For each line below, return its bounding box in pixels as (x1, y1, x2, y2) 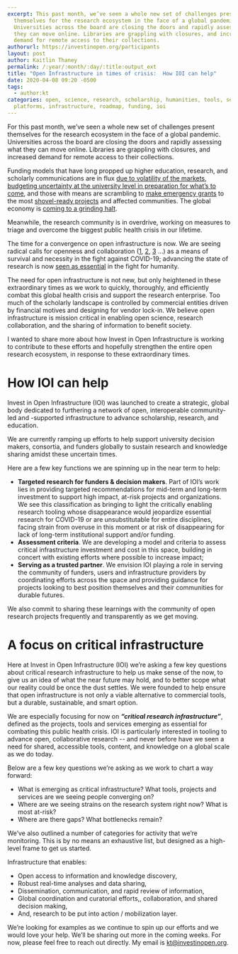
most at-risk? (17, 808, 57, 816)
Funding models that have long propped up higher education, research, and (7, 166, 228, 175)
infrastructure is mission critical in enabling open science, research (7, 313, 203, 322)
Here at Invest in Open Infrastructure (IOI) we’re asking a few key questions (7, 660, 227, 669)
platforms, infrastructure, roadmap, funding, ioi (13, 103, 166, 110)
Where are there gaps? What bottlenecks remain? (17, 815, 163, 823)
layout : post (7, 50, 46, 58)
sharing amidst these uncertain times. (7, 449, 118, 459)
